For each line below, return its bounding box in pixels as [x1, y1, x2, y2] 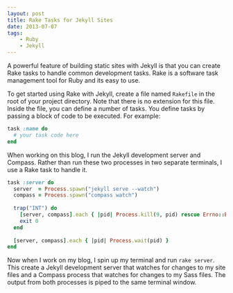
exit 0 [19, 217, 39, 224]
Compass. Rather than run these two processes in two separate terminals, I [7, 158, 223, 167]
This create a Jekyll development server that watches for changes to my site [7, 263, 226, 271]
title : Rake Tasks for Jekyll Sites [7, 17, 113, 24]
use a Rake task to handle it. [7, 165, 88, 174]
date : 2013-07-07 [7, 23, 58, 30]
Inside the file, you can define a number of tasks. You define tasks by [7, 105, 205, 112]
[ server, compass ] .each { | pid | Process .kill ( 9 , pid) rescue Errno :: [19, 211, 225, 218]
